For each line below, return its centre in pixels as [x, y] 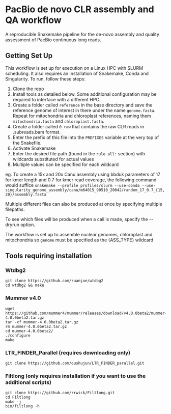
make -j [13, 402]
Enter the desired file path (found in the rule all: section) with [79, 153]
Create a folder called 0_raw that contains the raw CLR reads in [78, 126]
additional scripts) [28, 382]
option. [28, 225]
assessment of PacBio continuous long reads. [53, 40]
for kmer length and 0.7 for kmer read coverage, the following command [81, 180]
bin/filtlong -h [22, 406]
